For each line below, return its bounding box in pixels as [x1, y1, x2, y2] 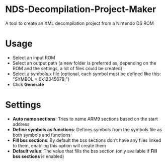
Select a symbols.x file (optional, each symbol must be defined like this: [12, 71, 161, 77]
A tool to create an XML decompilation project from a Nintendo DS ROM [5, 20, 154, 26]
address [12, 121, 30, 127]
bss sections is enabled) [12, 153, 64, 159]
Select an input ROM [12, 54, 55, 61]
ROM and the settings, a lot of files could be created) [12, 65, 122, 71]
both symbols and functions [12, 132, 71, 138]
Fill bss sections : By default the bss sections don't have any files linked [12, 137, 161, 143]
